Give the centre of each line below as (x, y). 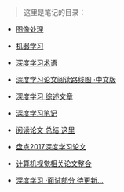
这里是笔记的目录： (55, 12)
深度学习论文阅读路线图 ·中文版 (66, 79)
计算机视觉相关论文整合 (53, 164)
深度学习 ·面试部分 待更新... (59, 180)
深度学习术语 (36, 63)
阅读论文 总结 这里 (45, 130)
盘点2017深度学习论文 (51, 147)
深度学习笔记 (36, 113)
